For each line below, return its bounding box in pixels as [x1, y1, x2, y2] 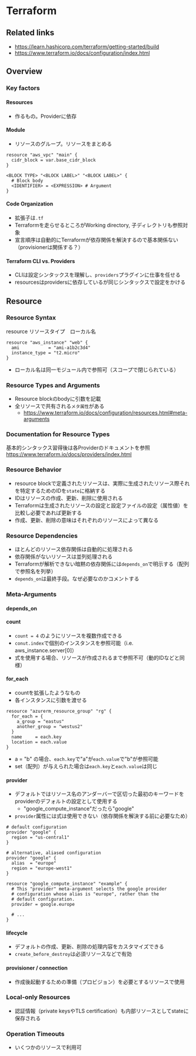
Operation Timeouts [6, 1030, 65, 1038]
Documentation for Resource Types [6, 430, 110, 439]
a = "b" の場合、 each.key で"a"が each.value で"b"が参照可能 [14, 755, 159, 762]
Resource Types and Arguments [6, 381, 100, 389]
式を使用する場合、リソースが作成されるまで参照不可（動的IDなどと [14, 654, 180, 661]
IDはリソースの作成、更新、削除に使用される [14, 494, 123, 502]
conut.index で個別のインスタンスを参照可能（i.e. [14, 639, 134, 646]
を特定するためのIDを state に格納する [14, 487, 106, 494]
